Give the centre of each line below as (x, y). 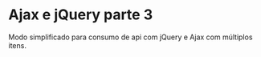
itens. (17, 45)
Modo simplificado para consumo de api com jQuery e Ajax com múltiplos (130, 37)
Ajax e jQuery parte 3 (81, 15)
